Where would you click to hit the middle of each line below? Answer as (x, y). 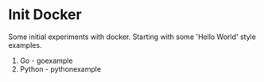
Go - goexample (46, 61)
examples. (25, 45)
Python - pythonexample (60, 68)
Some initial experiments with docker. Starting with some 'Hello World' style (132, 37)
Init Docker (45, 15)
